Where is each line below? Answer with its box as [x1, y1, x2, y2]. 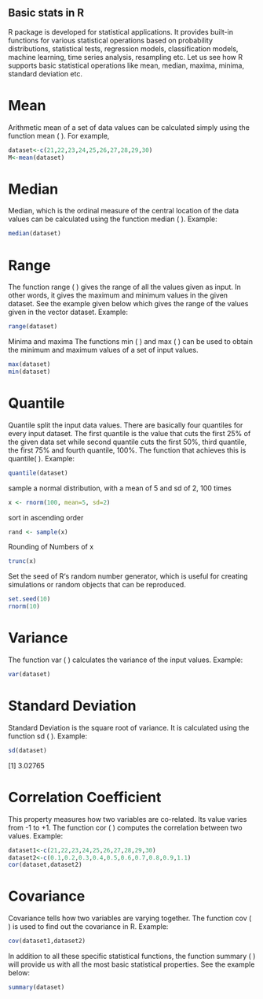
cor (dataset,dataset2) [8, 861, 82, 869]
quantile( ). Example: [8, 453, 75, 463]
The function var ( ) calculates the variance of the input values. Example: [8, 655, 243, 664]
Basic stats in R [8, 6, 85, 20]
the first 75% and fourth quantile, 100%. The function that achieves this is [8, 445, 247, 455]
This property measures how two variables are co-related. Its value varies [8, 814, 247, 823]
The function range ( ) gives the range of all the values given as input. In [8, 283, 242, 292]
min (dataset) [8, 368, 51, 376]
